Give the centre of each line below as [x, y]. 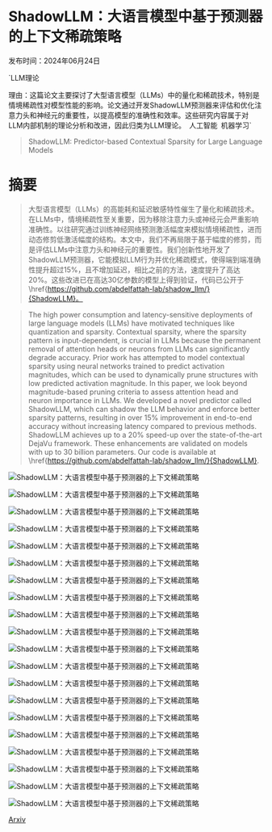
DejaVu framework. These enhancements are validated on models [138, 443]
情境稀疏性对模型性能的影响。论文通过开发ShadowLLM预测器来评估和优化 [132, 105]
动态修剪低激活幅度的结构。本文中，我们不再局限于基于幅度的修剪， [141, 239]
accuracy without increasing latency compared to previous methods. [142, 426]
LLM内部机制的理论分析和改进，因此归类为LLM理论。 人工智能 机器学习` [130, 125]
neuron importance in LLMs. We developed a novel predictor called [140, 400]
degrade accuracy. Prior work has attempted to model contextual [136, 357]
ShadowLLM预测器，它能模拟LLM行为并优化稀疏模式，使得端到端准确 [144, 259]
